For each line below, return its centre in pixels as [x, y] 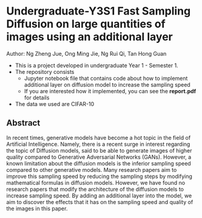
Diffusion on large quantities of [86, 24]
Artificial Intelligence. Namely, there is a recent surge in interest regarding [98, 144]
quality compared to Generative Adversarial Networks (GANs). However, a [99, 157]
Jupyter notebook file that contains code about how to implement [106, 78]
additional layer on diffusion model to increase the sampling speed [107, 84]
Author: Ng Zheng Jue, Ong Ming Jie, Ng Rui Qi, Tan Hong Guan [86, 53]
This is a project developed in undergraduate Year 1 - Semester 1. [96, 65]
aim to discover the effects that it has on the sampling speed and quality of [100, 202]
